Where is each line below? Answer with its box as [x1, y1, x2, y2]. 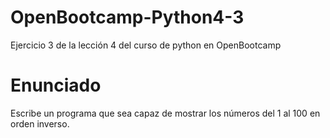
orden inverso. [10, 117, 70, 130]
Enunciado [10, 74, 102, 97]
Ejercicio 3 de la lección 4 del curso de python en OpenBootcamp [10, 39, 282, 51]
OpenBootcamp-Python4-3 [10, 6, 245, 29]
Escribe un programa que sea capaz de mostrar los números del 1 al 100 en [10, 107, 321, 119]
